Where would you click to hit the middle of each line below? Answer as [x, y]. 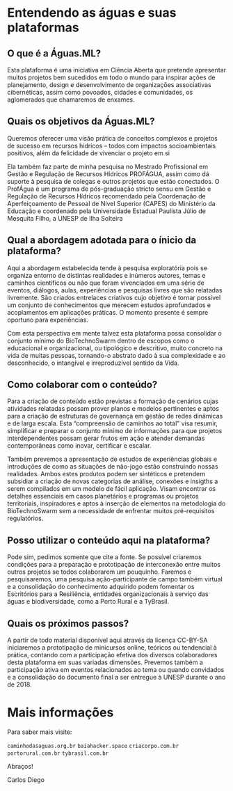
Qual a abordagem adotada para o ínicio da [102, 241]
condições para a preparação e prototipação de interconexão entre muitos [114, 565]
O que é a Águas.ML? [54, 53]
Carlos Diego [26, 780]
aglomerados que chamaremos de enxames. [71, 100]
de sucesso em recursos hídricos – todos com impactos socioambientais [112, 146]
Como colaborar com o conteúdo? [82, 385]
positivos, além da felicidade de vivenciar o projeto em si [89, 153]
